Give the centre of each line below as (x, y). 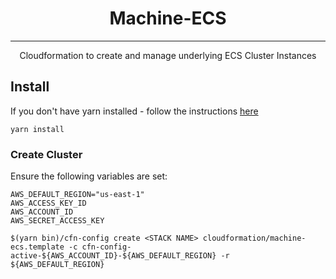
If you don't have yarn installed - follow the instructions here (134, 111)
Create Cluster (46, 154)
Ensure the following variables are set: (89, 176)
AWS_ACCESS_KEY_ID (48, 203)
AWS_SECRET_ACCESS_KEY (57, 221)
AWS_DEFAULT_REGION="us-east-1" (77, 195)
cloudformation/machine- (254, 238)
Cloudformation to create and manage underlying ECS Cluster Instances (168, 55)
